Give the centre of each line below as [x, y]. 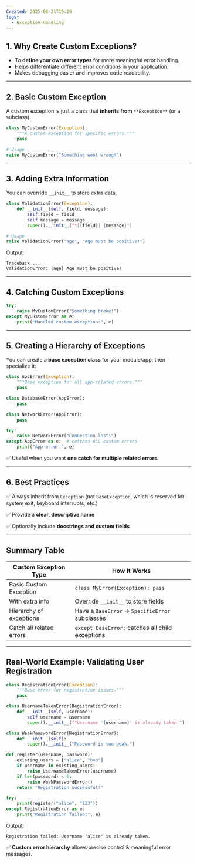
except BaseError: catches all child [123, 628]
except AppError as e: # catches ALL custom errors [72, 441]
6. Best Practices [38, 482]
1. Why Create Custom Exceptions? [72, 46]
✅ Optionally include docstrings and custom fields [68, 526]
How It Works [132, 571]
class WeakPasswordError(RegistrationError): [62, 733]
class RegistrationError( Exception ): [52, 685]
